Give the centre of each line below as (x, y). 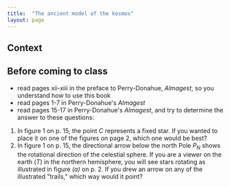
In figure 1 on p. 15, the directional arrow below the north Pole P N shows (119, 146)
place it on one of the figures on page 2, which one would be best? (112, 138)
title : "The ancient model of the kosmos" (71, 13)
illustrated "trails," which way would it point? (80, 176)
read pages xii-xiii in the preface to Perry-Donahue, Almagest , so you (116, 88)
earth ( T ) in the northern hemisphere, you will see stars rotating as (111, 161)
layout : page (26, 20)
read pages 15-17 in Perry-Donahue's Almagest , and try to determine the (120, 110)
